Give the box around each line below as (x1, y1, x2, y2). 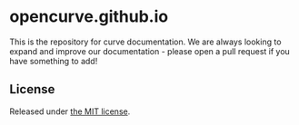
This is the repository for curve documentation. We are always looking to (9, 36, 282, 47)
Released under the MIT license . (9, 106, 131, 117)
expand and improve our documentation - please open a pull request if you (9, 45, 291, 56)
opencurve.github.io (9, 6, 169, 27)
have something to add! (9, 55, 98, 66)
